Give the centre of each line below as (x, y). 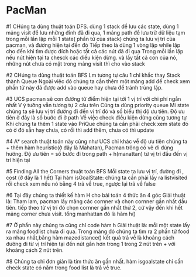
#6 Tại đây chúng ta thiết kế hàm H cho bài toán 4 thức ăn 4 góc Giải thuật (96, 195)
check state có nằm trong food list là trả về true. (64, 268)
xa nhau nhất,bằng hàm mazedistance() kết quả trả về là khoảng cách (90, 237)
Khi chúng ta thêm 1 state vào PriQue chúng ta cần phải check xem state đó (97, 124)
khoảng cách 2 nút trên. (35, 250)
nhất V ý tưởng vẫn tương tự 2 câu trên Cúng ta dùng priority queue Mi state (98, 105)
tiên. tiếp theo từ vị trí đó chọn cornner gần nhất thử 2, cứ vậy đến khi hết (94, 207)
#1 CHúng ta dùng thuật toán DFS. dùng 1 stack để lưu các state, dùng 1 (92, 26)
